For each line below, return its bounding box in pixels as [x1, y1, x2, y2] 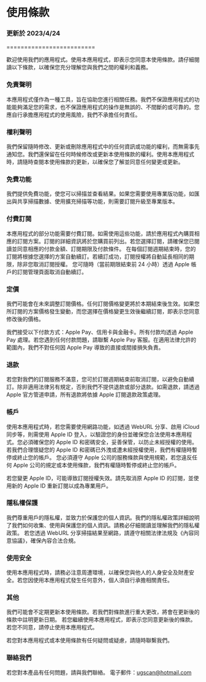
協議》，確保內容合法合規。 [11, 537, 79, 544]
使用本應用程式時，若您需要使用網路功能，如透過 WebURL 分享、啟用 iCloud [6, 423, 200, 430]
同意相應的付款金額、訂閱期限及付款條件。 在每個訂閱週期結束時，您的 [17, 245, 196, 252]
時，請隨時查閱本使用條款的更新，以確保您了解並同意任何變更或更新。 [6, 158, 184, 166]
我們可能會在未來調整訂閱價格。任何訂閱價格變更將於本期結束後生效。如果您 [6, 300, 200, 307]
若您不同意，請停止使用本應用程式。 [6, 624, 98, 631]
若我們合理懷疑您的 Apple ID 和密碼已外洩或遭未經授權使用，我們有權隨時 [6, 446, 193, 453]
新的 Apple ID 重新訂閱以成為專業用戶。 [11, 482, 112, 489]
